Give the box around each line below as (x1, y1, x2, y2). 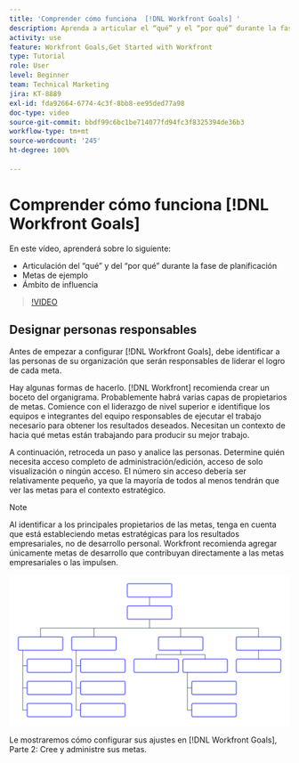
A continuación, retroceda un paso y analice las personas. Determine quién (9, 446, 285, 458)
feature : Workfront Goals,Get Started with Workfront (9, 43, 214, 52)
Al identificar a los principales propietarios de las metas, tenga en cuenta (9, 519, 278, 530)
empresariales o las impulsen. (9, 556, 118, 567)
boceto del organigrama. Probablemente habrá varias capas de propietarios (9, 392, 287, 402)
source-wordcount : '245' (9, 136, 101, 146)
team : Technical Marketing (9, 80, 109, 89)
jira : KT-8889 (9, 89, 62, 98)
